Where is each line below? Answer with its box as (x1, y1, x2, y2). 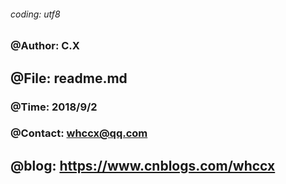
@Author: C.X (10, 39, 80, 53)
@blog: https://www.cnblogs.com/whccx (10, 157, 276, 174)
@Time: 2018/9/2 (10, 100, 98, 114)
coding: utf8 (10, 8, 61, 20)
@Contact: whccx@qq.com (10, 126, 148, 140)
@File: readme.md (10, 70, 128, 87)
